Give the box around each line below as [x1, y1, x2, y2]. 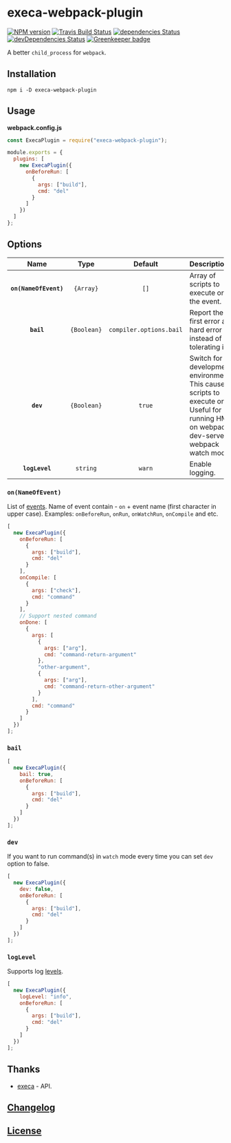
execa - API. [16, 1082, 52, 1090]
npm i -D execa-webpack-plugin [7, 86, 97, 94]
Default [133, 259, 158, 269]
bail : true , [19, 770, 54, 777]
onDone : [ [19, 619, 48, 626]
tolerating [189, 342, 221, 352]
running [189, 413, 214, 423]
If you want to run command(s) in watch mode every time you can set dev [7, 852, 213, 861]
